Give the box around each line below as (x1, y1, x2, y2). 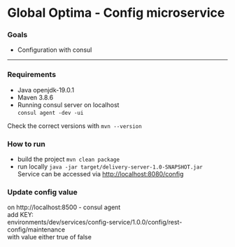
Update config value (7, 188, 78, 197)
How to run (7, 139, 45, 148)
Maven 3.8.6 (17, 93, 54, 101)
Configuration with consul (17, 45, 92, 54)
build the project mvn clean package (17, 155, 120, 164)
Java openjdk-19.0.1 (17, 85, 75, 94)
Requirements (7, 70, 57, 80)
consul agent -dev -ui (17, 109, 84, 116)
